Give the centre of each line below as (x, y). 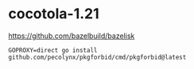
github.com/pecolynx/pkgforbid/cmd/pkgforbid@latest (97, 57)
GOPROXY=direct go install (53, 50)
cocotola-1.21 (54, 14)
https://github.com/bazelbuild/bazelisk (72, 36)
